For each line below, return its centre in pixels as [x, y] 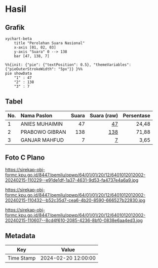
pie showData [19, 73]
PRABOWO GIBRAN [43, 132]
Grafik [15, 27]
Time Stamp [22, 258]
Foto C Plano [25, 158]
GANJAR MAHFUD [42, 140]
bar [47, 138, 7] [32, 56]
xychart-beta [19, 39]
